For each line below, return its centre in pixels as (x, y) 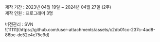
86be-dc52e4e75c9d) (27, 35)
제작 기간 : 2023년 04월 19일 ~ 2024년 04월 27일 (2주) (58, 7)
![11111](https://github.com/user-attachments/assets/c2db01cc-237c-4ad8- (80, 30)
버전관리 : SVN (19, 24)
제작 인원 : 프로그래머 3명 (29, 13)
